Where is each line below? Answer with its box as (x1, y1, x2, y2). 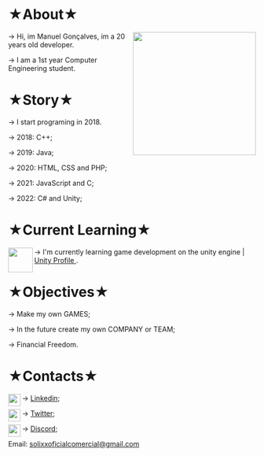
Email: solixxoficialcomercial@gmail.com (8, 439, 140, 448)
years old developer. (8, 39, 75, 49)
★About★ (8, 6, 79, 24)
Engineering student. (8, 63, 76, 72)
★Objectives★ (8, 284, 109, 301)
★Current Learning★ (8, 221, 152, 239)
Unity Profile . (34, 255, 79, 265)
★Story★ (8, 91, 74, 109)
